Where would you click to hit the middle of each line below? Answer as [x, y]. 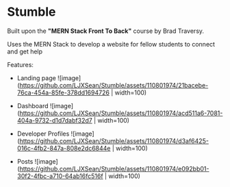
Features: [21, 64]
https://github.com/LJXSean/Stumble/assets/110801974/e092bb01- [114, 169]
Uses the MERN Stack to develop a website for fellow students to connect [111, 44]
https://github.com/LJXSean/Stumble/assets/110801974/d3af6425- [114, 140]
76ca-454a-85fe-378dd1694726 [63, 92]
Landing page [36, 78]
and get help [25, 51]
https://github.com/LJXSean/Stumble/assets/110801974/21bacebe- [114, 85]
